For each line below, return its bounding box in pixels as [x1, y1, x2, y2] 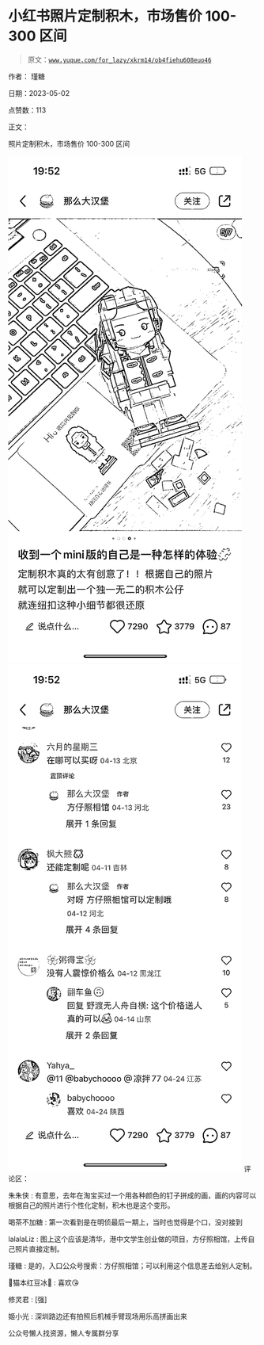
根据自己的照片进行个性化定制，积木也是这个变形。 [8, 1200, 175, 1209]
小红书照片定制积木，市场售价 [8, 7, 203, 25]
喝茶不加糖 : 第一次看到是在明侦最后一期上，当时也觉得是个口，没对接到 [8, 1217, 243, 1227]
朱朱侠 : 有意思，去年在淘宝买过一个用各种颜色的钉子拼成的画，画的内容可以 [8, 1190, 257, 1200]
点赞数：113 [8, 105, 47, 115]
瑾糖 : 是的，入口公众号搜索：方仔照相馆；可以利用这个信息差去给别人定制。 [8, 1261, 257, 1270]
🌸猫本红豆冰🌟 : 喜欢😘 [8, 1278, 79, 1287]
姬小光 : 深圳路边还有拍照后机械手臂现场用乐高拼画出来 [8, 1311, 187, 1320]
